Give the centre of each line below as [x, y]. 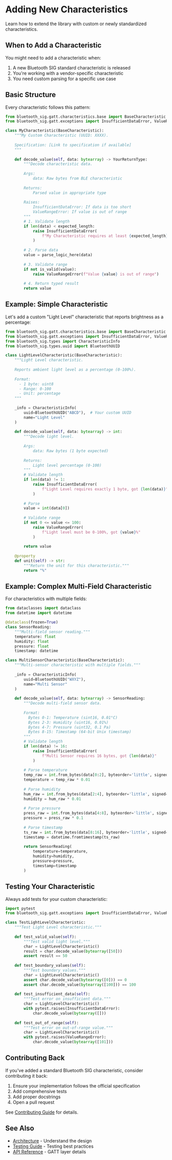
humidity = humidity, [53, 856]
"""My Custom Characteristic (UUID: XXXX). [62, 135]
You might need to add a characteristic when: [53, 58]
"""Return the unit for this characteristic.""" [77, 566]
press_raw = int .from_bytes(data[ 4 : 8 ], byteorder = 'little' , [89, 813]
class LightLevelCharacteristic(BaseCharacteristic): [64, 355]
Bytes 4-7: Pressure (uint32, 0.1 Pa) [69, 727]
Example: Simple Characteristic [57, 304]
